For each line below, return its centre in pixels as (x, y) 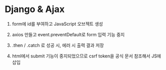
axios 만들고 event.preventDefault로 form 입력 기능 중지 (68, 34)
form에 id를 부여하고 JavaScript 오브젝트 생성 (58, 24)
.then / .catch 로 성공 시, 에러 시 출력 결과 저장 (58, 45)
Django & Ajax (35, 9)
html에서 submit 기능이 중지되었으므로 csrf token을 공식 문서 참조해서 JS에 (87, 56)
